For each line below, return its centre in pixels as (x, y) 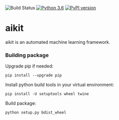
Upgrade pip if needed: (29, 66)
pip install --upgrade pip (34, 76)
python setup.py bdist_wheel (36, 113)
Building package (27, 55)
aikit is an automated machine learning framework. (58, 42)
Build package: (21, 103)
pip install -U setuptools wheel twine (47, 94)
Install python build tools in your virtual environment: (60, 85)
